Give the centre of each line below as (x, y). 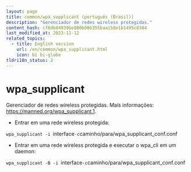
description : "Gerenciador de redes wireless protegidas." (79, 22)
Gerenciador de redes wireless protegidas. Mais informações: (80, 105)
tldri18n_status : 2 (30, 60)
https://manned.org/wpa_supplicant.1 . (51, 111)
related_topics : (26, 38)
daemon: (25, 152)
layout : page (22, 11)
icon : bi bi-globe (39, 55)
